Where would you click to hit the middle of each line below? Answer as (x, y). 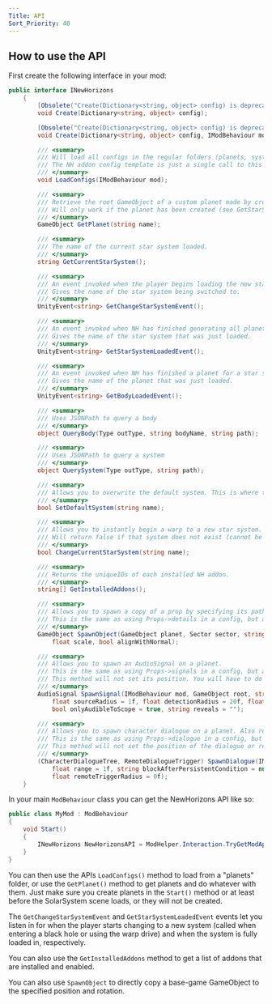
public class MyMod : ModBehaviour (68, 815)
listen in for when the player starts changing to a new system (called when (132, 925)
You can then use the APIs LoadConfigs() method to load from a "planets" (131, 874)
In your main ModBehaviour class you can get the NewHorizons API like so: (132, 799)
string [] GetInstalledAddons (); (92, 589)
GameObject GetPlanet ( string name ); (99, 225)
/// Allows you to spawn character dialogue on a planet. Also (146, 731)
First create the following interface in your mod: (88, 76)
